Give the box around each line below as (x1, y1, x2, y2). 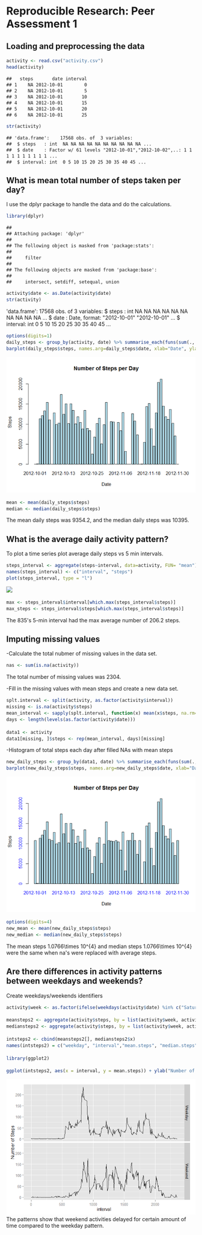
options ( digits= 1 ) (6, 333, 52, 339)
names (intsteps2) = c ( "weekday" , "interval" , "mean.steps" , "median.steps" (6, 1042, 198, 1049)
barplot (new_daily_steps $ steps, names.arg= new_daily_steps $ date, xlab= (6, 765, 189, 771)
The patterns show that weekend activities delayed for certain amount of (6, 1216, 186, 1223)
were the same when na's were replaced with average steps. (6, 949, 157, 956)
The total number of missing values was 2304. (6, 674, 121, 681)
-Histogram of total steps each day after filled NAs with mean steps (6, 747, 173, 754)
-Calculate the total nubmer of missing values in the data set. (6, 650, 158, 657)
